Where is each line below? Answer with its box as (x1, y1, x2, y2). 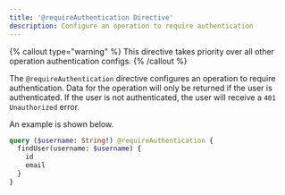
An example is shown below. (9, 118, 114, 130)
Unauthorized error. (9, 101, 80, 112)
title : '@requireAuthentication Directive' (9, 13, 174, 22)
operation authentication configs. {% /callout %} (9, 55, 188, 66)
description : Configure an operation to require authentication (9, 21, 254, 30)
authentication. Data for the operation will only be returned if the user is (9, 82, 272, 93)
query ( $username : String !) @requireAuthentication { (9, 136, 214, 145)
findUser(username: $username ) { (17, 144, 142, 153)
